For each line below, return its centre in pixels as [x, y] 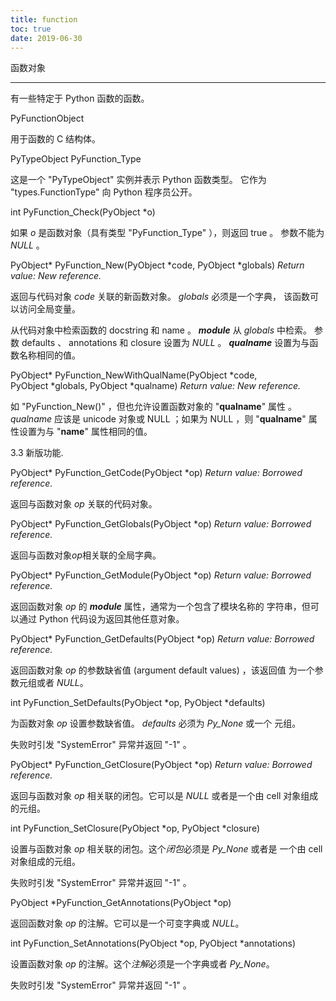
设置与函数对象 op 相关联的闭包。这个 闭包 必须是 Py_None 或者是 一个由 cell [166, 849]
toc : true [31, 29]
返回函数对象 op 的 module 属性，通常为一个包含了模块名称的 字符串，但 [160, 607]
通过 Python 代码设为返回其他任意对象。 [101, 619]
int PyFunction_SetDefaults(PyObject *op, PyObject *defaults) [138, 703]
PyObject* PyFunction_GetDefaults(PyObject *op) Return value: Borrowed [162, 639]
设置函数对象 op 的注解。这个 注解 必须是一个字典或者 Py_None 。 [142, 964]
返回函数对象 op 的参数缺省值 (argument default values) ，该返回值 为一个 [162, 670]
